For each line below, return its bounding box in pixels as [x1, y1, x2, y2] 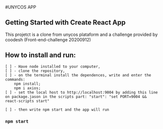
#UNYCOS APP [5, 4, 37, 10]
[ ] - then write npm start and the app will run [5, 107, 110, 112]
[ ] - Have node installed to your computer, [5, 64, 100, 69]
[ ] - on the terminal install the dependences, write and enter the [5, 72, 152, 78]
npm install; [14, 81, 41, 86]
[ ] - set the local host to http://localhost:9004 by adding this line [5, 90, 158, 95]
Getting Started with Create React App [5, 18, 126, 27]
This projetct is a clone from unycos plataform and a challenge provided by [5, 32, 158, 37]
